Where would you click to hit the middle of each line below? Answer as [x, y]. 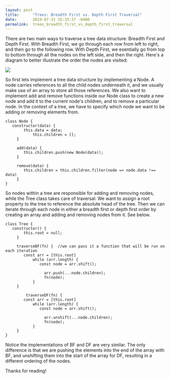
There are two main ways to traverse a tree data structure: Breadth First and [85, 39]
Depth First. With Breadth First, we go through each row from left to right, [82, 44]
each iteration [21, 251]
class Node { [19, 122]
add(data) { [29, 148]
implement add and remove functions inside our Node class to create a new [85, 96]
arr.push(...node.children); [75, 273]
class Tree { [19, 224]
